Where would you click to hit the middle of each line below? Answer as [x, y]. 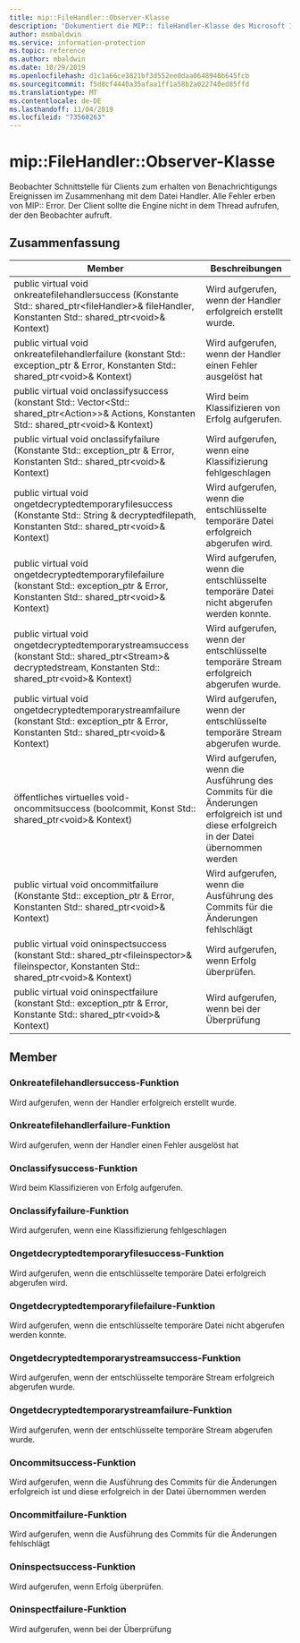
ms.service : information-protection [77, 43]
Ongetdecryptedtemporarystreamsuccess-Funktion [125, 1357]
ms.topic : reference [48, 51]
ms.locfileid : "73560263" [57, 117]
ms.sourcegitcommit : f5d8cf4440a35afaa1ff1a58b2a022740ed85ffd [129, 84]
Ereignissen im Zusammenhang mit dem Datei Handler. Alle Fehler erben [142, 196]
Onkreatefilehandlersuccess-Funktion [94, 1082]
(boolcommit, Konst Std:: [144, 809]
